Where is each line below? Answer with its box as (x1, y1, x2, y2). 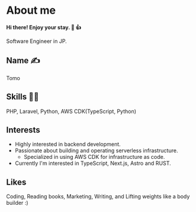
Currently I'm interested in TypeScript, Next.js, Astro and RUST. (14, 159, 171, 167)
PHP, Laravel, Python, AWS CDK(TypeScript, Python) (6, 107, 136, 115)
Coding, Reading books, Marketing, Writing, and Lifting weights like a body (6, 193, 190, 200)
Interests (6, 125, 41, 135)
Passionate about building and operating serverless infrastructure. (14, 147, 178, 154)
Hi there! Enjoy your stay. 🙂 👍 (6, 23, 81, 30)
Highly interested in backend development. (14, 141, 121, 148)
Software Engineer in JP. (6, 37, 67, 45)
